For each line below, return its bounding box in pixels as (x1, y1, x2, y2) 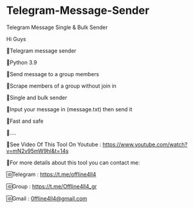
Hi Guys (6, 35, 26, 42)
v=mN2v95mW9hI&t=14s (6, 147, 69, 154)
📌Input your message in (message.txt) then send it (6, 105, 133, 112)
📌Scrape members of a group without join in (6, 82, 117, 89)
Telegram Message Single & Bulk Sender (6, 24, 108, 31)
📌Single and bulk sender (6, 94, 68, 101)
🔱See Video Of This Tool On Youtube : (6, 140, 102, 148)
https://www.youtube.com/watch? (102, 140, 188, 148)
